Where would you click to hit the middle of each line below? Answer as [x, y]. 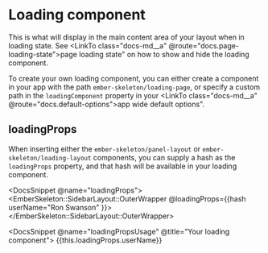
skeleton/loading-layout [50, 158]
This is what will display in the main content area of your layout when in [127, 37]
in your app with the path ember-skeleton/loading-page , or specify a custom [134, 87]
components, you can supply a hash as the [164, 157]
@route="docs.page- [204, 45]
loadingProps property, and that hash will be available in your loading [123, 166]
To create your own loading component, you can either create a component [134, 78]
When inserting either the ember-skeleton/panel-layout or [105, 149]
